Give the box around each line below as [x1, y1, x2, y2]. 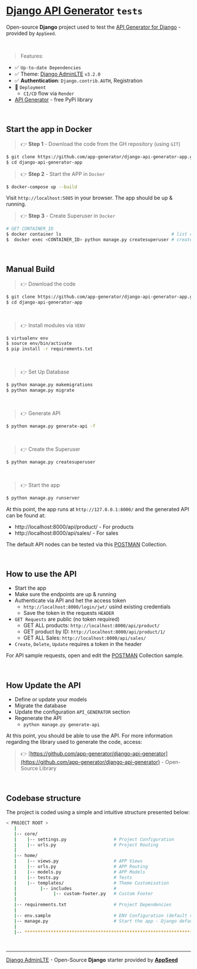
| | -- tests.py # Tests [13, 875, 133, 880]
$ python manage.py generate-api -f [6, 423, 96, 429]
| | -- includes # [13, 885, 117, 892]
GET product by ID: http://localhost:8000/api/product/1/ [23, 628, 166, 635]
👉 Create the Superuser [20, 446, 81, 453]
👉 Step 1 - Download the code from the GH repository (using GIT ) [20, 140, 181, 147]
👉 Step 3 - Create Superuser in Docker [20, 212, 116, 219]
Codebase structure [6, 793, 81, 803]
